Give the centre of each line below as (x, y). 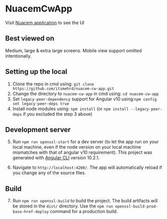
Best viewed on (30, 38)
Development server (38, 129)
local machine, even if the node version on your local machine (77, 147)
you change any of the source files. (49, 173)
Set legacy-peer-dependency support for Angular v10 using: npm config (85, 99)
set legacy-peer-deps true (41, 103)
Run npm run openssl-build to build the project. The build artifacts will (85, 201)
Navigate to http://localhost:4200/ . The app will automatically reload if (87, 168)
